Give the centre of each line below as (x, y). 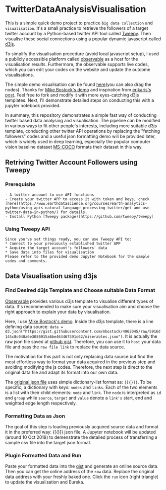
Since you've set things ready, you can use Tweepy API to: (69, 239)
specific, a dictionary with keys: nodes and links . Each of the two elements (81, 387)
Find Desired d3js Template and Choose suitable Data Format (80, 290)
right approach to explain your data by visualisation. (58, 312)
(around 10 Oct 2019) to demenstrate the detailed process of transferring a (81, 437)
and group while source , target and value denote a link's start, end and (79, 398)
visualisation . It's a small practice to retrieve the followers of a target (77, 28)
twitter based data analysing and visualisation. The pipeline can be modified (83, 120)
